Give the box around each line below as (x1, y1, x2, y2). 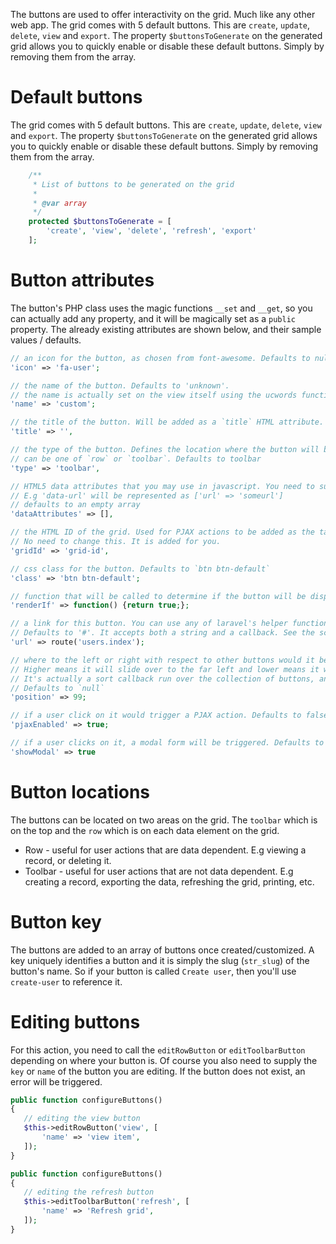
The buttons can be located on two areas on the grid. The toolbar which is (10, 814, 318, 826)
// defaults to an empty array (10, 500, 141, 510)
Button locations (10, 780, 151, 803)
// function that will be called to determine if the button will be (10, 591, 307, 601)
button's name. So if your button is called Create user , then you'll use (10, 965, 297, 977)
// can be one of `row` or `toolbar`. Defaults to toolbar (10, 454, 262, 464)
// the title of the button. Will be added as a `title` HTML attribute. (10, 417, 325, 428)
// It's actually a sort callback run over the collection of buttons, (10, 674, 315, 684)
